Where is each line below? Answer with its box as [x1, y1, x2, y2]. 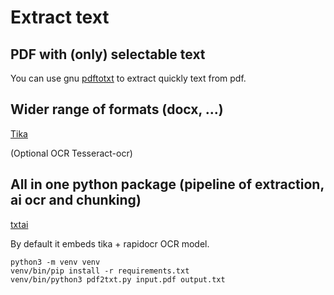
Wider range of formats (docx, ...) [10, 101, 224, 118]
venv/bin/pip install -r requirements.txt [10, 266, 190, 276]
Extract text [10, 6, 110, 29]
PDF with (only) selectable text [10, 46, 206, 63]
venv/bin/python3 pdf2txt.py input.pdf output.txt [10, 274, 226, 285]
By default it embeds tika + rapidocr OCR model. [10, 237, 210, 250]
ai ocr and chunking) [10, 192, 142, 209]
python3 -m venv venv [10, 257, 101, 267]
